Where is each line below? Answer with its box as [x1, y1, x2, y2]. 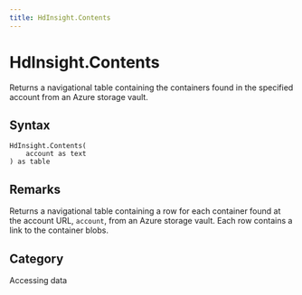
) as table [9, 157, 51, 167]
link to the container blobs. [9, 225, 109, 235]
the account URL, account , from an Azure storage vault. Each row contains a [9, 216, 293, 226]
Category [9, 251, 64, 266]
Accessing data [9, 275, 68, 285]
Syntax [9, 117, 51, 133]
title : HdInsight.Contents [9, 13, 111, 23]
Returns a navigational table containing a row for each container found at [9, 206, 281, 217]
